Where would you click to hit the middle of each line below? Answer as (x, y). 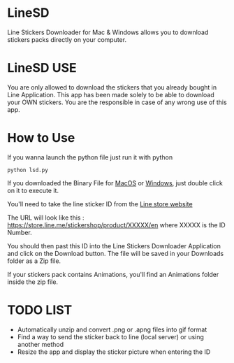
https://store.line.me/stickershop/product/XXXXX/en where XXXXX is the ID (116, 225)
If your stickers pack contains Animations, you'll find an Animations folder (113, 274)
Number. (20, 232)
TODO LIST (40, 310)
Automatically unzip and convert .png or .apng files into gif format (112, 329)
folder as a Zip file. (34, 261)
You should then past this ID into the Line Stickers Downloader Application (114, 245)
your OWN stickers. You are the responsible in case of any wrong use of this (117, 102)
